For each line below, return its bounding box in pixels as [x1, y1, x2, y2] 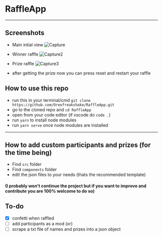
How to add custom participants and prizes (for [5, 140, 151, 149]
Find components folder [12, 167, 57, 173]
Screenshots [5, 29, 45, 37]
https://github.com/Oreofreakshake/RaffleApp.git [12, 102, 115, 107]
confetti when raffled [12, 215, 54, 221]
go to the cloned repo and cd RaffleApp [12, 106, 91, 113]
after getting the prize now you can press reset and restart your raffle [12, 70, 151, 76]
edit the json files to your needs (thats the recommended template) [12, 172, 146, 178]
